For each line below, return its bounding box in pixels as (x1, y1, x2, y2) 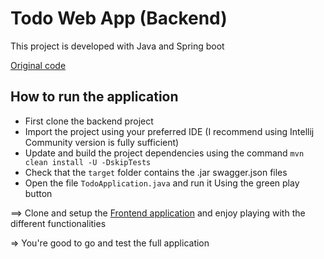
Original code (10, 59, 67, 71)
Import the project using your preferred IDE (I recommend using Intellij (24, 125, 315, 137)
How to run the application (10, 88, 179, 106)
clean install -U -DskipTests (24, 157, 152, 167)
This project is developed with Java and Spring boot (10, 40, 225, 52)
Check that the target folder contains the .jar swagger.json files (24, 166, 288, 178)
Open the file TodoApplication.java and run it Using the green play (24, 177, 300, 189)
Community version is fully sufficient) (24, 136, 180, 148)
